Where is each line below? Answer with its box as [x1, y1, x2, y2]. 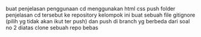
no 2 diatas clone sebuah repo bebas [5, 24, 99, 31]
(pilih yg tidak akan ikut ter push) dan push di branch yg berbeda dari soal [5, 18, 190, 24]
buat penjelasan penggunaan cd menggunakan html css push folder [5, 5, 176, 12]
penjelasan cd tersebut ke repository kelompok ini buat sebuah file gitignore [5, 11, 196, 18]
